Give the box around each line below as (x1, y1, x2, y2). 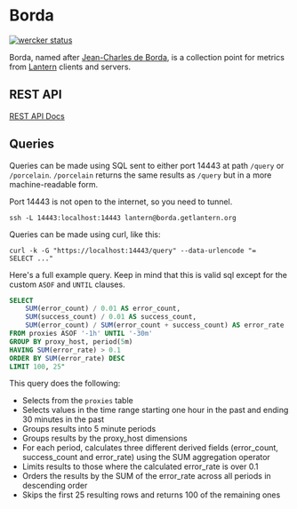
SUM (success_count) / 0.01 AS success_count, (25, 313, 197, 322)
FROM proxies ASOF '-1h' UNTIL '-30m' (9, 330, 153, 338)
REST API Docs (9, 110, 65, 121)
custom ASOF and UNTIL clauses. (9, 279, 126, 290)
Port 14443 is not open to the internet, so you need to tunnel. (9, 196, 233, 207)
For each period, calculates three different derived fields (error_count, (21, 442, 278, 453)
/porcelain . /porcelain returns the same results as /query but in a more (9, 170, 272, 180)
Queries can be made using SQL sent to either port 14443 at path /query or (9, 160, 285, 171)
